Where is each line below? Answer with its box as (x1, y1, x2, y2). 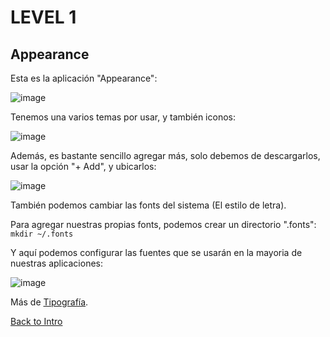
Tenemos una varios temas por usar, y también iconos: (10, 111, 236, 123)
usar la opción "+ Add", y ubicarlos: (10, 161, 157, 172)
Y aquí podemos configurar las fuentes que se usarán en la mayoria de (10, 247, 303, 258)
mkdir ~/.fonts (10, 229, 74, 239)
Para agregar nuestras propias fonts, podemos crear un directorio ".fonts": (10, 219, 317, 230)
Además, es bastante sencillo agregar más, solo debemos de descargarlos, (10, 150, 321, 161)
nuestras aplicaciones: (10, 257, 103, 269)
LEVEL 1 (10, 6, 77, 29)
